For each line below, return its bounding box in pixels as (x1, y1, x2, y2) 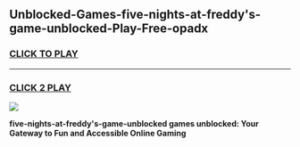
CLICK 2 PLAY (9, 81, 71, 94)
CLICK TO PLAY (9, 48, 79, 61)
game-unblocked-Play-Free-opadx (9, 21, 209, 37)
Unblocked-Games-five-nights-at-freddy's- (9, 7, 262, 22)
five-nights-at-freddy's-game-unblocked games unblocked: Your (9, 118, 259, 128)
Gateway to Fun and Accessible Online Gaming (9, 127, 187, 138)
